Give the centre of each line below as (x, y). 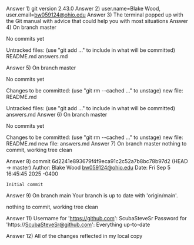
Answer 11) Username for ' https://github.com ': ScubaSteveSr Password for (96, 218)
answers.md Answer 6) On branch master (57, 115)
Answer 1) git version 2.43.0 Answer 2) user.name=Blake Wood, (83, 9)
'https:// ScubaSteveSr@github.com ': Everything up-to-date (78, 224)
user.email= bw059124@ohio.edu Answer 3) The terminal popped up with (95, 15)
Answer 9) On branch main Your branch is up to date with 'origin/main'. (92, 196)
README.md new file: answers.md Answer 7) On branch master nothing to (96, 143)
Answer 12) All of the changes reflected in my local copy (74, 236)
